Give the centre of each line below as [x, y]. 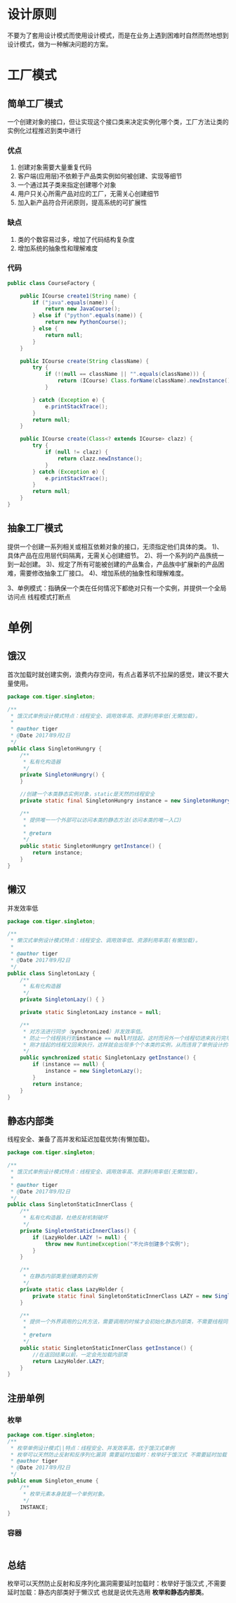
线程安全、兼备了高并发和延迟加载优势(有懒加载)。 [80, 1139]
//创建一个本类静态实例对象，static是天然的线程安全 [87, 794]
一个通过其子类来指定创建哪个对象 [67, 185]
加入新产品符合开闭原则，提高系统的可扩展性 [82, 202]
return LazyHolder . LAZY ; [69, 1361]
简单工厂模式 [35, 103]
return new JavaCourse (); [83, 309]
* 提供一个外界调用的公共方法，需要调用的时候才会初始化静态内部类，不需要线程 [123, 1322]
